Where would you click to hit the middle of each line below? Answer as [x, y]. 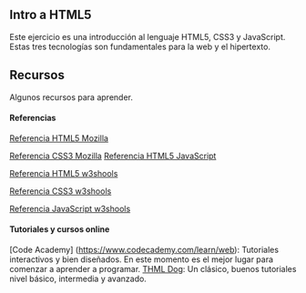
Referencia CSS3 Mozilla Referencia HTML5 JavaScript [113, 156]
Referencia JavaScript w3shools [70, 208]
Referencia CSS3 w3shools [61, 191]
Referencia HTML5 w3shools [64, 173]
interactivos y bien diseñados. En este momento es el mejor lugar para [142, 259]
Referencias [33, 118]
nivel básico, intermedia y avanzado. [78, 279]
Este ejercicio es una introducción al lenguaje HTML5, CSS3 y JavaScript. [148, 36]
